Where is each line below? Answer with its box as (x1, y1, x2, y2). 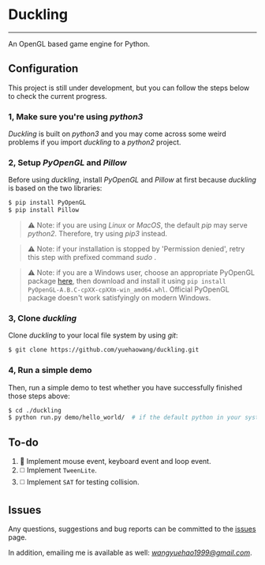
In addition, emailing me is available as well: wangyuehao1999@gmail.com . (8, 548, 252, 557)
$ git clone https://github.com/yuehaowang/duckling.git (8, 346, 200, 354)
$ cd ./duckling (8, 406, 62, 414)
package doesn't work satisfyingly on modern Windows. (27, 293, 211, 303)
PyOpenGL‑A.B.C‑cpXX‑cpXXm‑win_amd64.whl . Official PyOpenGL (27, 284, 230, 294)
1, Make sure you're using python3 (8, 111, 144, 122)
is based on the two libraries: (8, 183, 103, 193)
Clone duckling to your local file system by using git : (8, 330, 179, 341)
